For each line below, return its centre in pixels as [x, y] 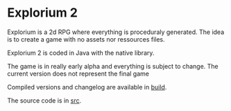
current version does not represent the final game [78, 74]
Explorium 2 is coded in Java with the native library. [81, 53]
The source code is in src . [44, 100]
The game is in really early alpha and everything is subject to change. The [113, 66]
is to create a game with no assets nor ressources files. [86, 39]
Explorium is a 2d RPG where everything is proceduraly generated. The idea [116, 32]
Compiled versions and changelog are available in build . [87, 87]
